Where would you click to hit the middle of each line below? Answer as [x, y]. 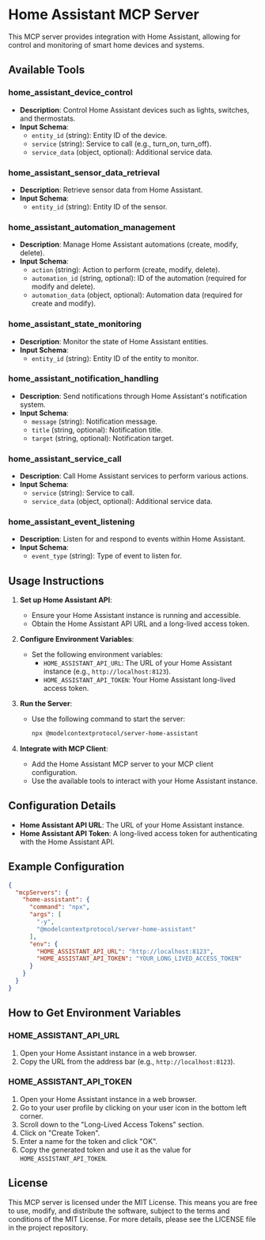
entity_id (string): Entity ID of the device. [99, 135]
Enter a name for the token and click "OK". [89, 1141]
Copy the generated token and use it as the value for [105, 1150]
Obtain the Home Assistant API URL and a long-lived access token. [140, 624]
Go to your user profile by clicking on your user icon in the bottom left [133, 1108]
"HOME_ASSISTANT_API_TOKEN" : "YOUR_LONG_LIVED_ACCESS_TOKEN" [140, 959]
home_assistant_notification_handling [83, 378]
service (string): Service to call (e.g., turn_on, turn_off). [121, 144]
